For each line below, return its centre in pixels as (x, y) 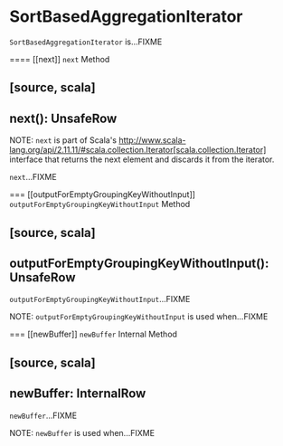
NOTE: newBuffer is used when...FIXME (82, 432)
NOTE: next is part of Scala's (63, 140)
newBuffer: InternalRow (78, 394)
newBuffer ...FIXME (43, 415)
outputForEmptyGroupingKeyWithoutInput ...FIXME (100, 299)
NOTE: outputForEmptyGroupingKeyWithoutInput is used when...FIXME (139, 317)
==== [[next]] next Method (60, 59)
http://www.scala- (153, 140)
